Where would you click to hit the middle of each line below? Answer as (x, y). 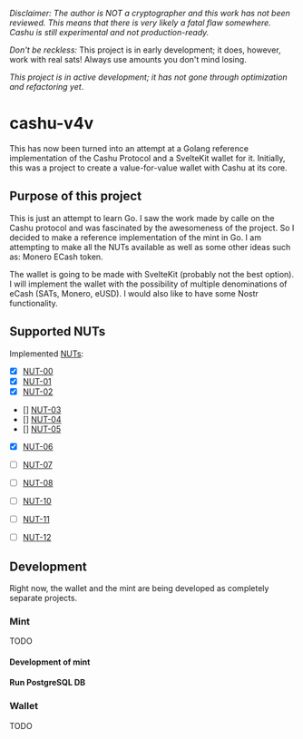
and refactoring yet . (47, 87)
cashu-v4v (52, 124)
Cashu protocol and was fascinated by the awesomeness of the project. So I (152, 228)
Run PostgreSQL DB (48, 683)
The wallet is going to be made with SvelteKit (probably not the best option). (152, 274)
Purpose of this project (76, 196)
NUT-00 (38, 371)
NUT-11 (36, 519)
